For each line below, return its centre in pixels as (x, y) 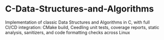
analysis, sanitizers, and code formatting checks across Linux (68, 32)
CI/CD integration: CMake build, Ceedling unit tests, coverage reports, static (82, 27)
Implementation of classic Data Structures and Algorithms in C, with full (78, 22)
